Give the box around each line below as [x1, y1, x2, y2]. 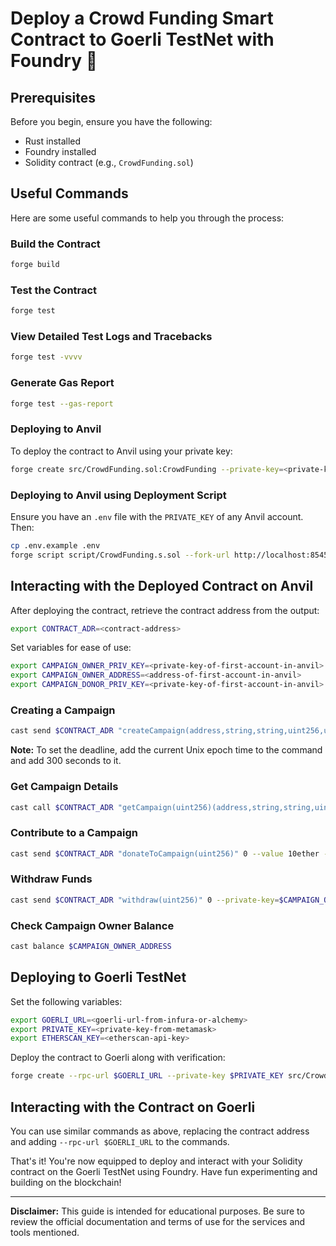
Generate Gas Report [10, 376, 115, 390]
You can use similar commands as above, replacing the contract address [10, 1125, 310, 1137]
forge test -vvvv [10, 352, 83, 362]
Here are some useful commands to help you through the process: [10, 212, 285, 224]
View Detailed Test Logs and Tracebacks [10, 330, 213, 344]
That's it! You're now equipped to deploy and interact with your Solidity [10, 1155, 303, 1167]
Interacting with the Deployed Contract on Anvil [10, 578, 314, 595]
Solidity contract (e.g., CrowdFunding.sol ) [24, 157, 194, 168]
